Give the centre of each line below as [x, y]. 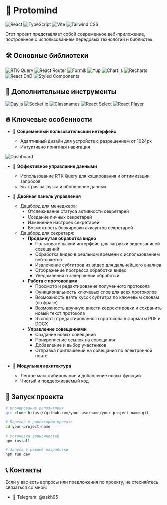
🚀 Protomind [31, 10]
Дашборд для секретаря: [47, 233]
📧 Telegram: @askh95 [35, 497]
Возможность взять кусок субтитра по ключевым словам [97, 297]
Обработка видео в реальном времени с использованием [98, 254]
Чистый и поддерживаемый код [54, 381]
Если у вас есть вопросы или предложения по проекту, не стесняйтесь [82, 482]
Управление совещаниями [57, 329]
